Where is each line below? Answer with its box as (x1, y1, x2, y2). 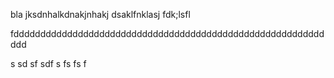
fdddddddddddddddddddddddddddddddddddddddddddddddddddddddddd (10, 28, 325, 39)
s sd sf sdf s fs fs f (10, 58, 87, 69)
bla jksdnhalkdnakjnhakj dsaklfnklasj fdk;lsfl (10, 9, 191, 20)
